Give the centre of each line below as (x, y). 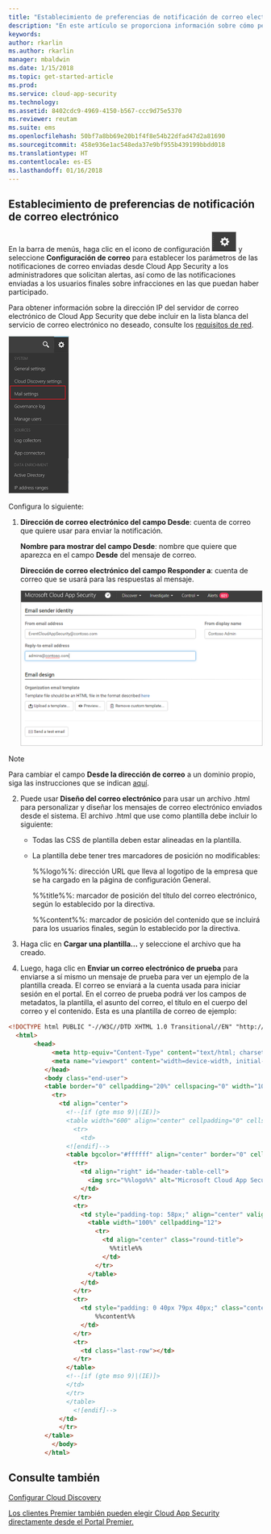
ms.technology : (34, 102)
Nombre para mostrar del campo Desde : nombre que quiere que (128, 547)
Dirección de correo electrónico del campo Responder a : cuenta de (134, 571)
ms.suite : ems (32, 128)
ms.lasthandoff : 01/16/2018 (56, 170)
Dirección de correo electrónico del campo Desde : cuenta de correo (135, 522)
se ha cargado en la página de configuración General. (121, 880)
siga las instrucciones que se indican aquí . (79, 783)
